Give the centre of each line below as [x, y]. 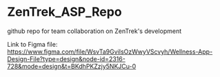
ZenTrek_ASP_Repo [64, 12]
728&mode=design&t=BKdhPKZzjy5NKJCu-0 [72, 66]
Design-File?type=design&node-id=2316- [66, 58]
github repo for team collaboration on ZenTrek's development [94, 31]
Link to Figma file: [32, 44]
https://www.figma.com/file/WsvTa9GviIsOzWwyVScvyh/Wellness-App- [110, 52]
